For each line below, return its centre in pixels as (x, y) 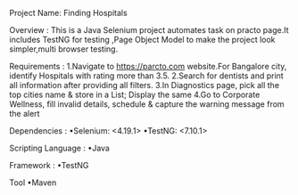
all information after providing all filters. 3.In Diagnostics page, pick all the (144, 85)
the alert (25, 114)
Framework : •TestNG (49, 165)
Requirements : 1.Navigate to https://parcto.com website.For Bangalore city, (148, 66)
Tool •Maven (33, 183)
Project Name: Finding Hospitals (68, 13)
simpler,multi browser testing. (64, 49)
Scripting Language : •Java (59, 148)
